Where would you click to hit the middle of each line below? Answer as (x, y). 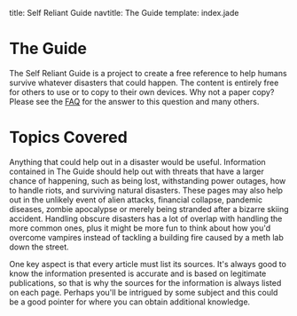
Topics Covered (69, 138)
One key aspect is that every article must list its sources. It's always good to (148, 264)
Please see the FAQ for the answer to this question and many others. (134, 101)
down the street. (39, 247)
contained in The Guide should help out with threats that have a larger (137, 171)
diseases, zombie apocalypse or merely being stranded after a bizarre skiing (149, 209)
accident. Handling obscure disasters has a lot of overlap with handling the (146, 218)
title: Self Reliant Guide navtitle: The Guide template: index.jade (124, 13)
